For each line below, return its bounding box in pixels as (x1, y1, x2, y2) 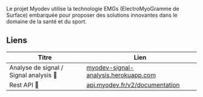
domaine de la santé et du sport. (6, 18, 87, 25)
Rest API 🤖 (9, 81, 39, 89)
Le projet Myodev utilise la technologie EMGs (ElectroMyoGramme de (6, 5, 179, 12)
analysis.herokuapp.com (86, 70, 156, 79)
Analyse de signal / (9, 63, 63, 72)
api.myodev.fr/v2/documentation (86, 81, 180, 89)
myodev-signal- (86, 63, 134, 72)
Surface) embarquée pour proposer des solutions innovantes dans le (6, 11, 178, 19)
